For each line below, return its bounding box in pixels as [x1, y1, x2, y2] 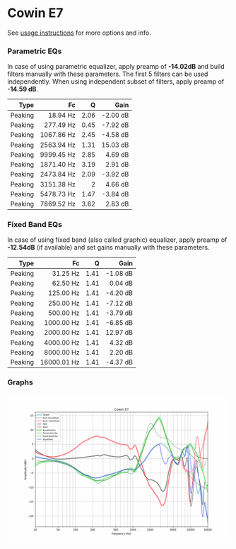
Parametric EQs [7, 46, 62, 56]
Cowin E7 [7, 5, 64, 21]
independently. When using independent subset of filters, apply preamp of [7, 77, 225, 86]
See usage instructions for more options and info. [7, 28, 152, 37]
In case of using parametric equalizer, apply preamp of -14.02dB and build [7, 62, 225, 71]
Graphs [7, 377, 33, 387]
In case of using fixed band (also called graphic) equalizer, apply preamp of [7, 235, 228, 244]
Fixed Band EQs [7, 219, 62, 229]
